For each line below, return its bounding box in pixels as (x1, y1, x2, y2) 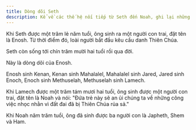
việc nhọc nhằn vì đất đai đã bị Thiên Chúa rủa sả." (6, 100, 129, 107)
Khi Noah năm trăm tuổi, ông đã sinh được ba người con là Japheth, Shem (6, 112, 185, 119)
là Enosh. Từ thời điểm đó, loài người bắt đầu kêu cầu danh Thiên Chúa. (6, 36, 179, 43)
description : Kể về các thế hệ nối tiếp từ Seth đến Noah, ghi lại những (6, 14, 191, 20)
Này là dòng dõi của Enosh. (6, 59, 73, 66)
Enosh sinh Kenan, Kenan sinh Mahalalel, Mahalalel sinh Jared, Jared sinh (6, 70, 185, 77)
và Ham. (6, 118, 26, 125)
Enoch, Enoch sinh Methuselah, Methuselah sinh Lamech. (6, 77, 146, 84)
